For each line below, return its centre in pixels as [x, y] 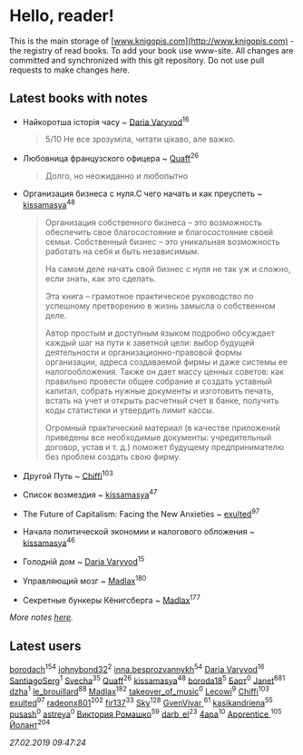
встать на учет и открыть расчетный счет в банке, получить [162, 400]
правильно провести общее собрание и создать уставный [158, 381]
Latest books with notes [78, 98]
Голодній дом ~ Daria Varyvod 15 [83, 561]
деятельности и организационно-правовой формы [143, 352]
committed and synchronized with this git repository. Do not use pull [137, 60]
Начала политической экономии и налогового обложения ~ [139, 531]
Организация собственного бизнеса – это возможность [154, 222]
